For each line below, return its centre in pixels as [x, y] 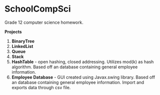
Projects [13, 32]
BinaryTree [23, 41]
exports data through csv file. [41, 87]
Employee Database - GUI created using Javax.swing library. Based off [83, 77]
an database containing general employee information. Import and [78, 82]
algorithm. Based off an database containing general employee [75, 67]
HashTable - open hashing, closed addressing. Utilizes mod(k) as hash [83, 62]
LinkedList [22, 46]
